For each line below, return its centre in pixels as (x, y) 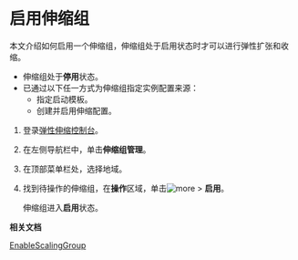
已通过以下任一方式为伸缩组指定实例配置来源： (110, 88)
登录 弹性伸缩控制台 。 (62, 130)
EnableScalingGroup (48, 245)
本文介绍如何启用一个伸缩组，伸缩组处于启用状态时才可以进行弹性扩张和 (145, 46)
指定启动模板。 (64, 99)
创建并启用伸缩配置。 (76, 110)
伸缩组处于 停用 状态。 (62, 76)
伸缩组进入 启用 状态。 (62, 207)
